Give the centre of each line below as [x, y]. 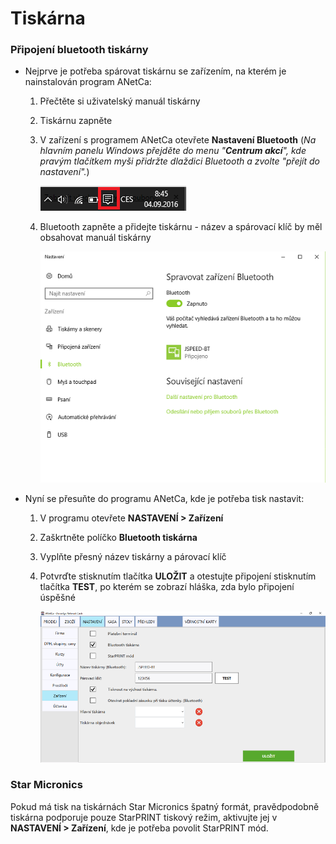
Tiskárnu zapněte [76, 121]
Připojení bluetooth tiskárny [79, 50]
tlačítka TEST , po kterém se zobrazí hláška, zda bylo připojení [167, 586]
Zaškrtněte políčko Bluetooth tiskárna [118, 537]
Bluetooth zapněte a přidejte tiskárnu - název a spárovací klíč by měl [181, 227]
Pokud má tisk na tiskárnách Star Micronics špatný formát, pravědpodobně [165, 806]
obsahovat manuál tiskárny [95, 238]
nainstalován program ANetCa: [88, 82]
